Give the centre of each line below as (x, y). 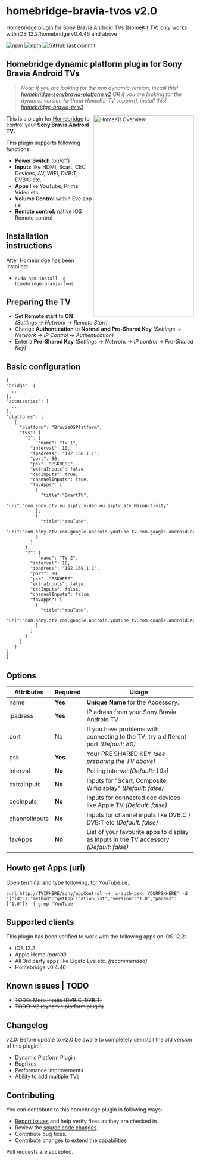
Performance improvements (49, 1070)
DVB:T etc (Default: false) (123, 822)
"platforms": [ (25, 417)
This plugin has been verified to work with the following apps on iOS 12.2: (96, 936)
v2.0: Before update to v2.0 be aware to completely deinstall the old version (99, 1040)
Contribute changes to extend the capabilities (71, 1140)
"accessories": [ (28, 402)
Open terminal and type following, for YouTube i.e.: (68, 882)
